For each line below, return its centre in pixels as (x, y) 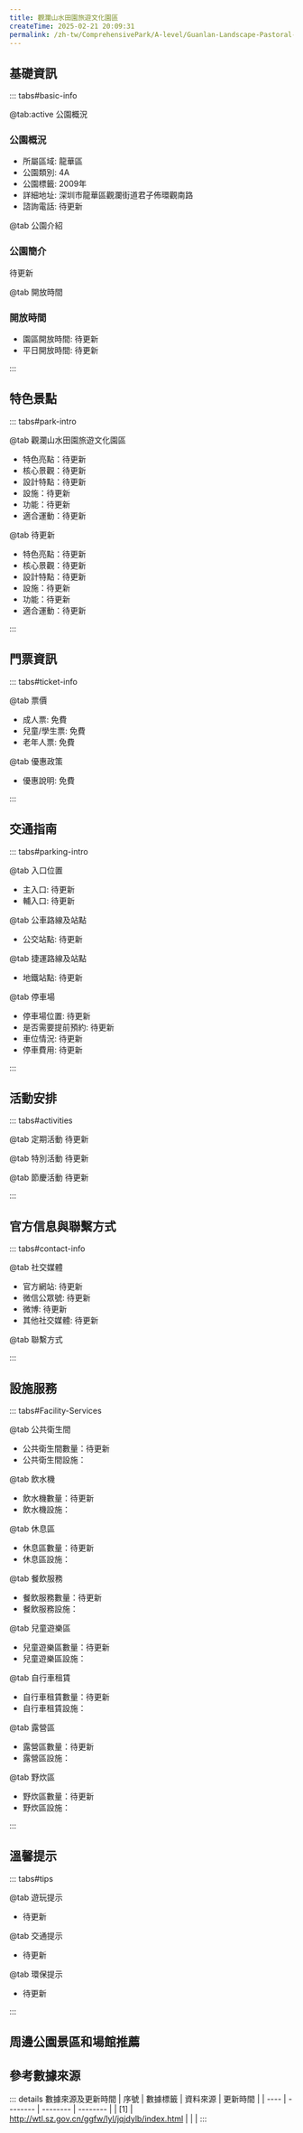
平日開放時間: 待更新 (60, 351)
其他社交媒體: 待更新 (60, 1321)
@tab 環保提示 (36, 1974)
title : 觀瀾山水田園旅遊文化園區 (64, 18)
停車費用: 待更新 (52, 1050)
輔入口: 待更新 (48, 901)
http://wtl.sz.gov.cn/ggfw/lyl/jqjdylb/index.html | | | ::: (108, 2119)
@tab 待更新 (32, 535)
